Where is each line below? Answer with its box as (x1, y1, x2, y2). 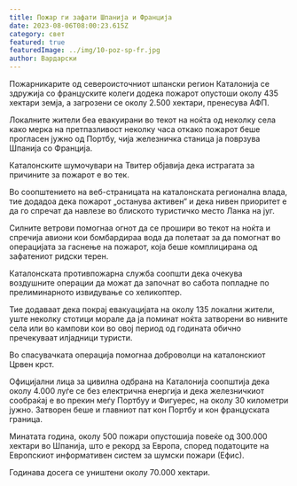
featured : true (9, 37, 66, 47)
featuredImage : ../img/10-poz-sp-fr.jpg (9, 46, 161, 55)
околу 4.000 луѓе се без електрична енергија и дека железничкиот (9, 386, 264, 396)
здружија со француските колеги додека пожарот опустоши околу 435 (9, 88, 279, 98)
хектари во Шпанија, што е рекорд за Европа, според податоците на (9, 441, 270, 451)
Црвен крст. (9, 359, 55, 369)
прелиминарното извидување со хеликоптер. (9, 287, 183, 297)
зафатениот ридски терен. (9, 251, 109, 262)
